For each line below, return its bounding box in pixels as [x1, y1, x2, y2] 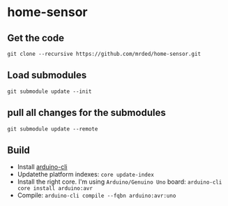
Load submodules [7, 69, 87, 81]
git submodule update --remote [7, 125, 98, 133]
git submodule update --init [7, 88, 92, 95]
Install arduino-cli [17, 163, 68, 171]
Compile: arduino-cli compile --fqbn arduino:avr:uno [17, 191, 176, 200]
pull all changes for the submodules [7, 107, 166, 119]
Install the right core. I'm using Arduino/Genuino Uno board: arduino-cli [17, 177, 222, 186]
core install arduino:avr [17, 185, 93, 192]
